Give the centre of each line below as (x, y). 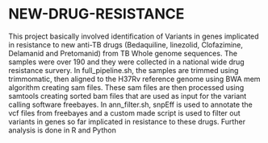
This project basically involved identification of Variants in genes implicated (134, 36)
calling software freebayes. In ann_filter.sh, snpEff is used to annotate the (130, 104)
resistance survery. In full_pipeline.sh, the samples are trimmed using (124, 70)
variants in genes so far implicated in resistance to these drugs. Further (127, 121)
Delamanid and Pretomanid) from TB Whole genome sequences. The (123, 53)
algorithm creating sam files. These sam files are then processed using (126, 87)
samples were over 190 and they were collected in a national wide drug (126, 62)
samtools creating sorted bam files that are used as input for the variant (128, 96)
